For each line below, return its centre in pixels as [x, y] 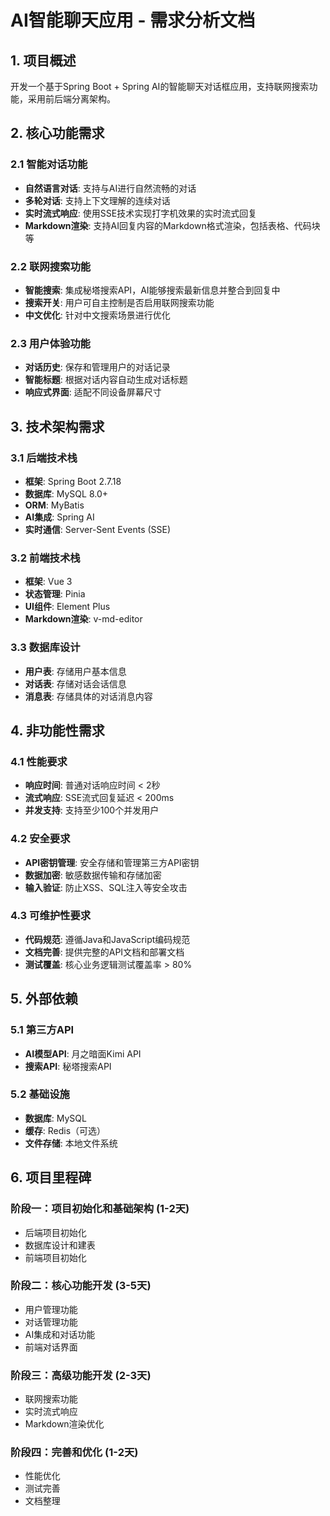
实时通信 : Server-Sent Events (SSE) [98, 529]
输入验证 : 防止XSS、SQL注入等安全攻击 [106, 887]
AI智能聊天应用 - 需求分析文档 [133, 20]
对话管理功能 [51, 1322]
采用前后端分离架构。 [71, 99]
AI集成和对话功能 [60, 1334]
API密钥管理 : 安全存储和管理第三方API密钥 [112, 862]
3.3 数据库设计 [45, 648]
